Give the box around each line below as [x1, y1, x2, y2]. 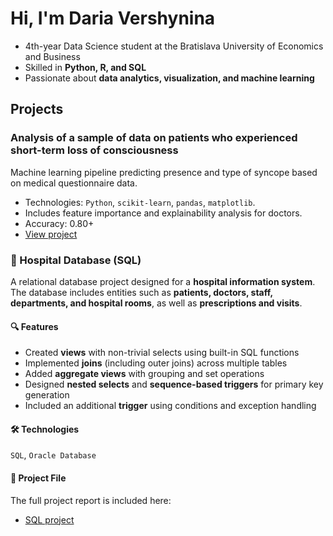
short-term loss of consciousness [10, 143, 179, 157]
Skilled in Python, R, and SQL [24, 61, 147, 73]
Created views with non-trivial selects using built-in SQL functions [24, 347, 300, 359]
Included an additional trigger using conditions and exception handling [24, 400, 317, 412]
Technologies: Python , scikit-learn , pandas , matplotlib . [24, 196, 256, 208]
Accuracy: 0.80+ [24, 217, 95, 229]
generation [24, 389, 70, 401]
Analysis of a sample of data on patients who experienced [10, 131, 298, 145]
